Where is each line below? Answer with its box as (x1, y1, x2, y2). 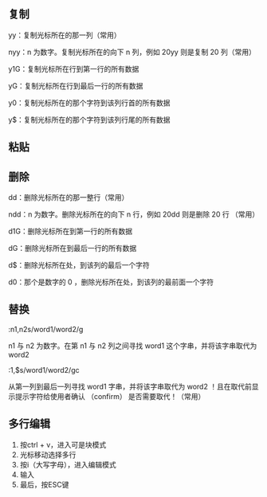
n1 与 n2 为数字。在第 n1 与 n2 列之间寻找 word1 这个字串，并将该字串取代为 (8, 341, 257, 350)
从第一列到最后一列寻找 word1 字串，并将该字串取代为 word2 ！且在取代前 (8, 382, 253, 391)
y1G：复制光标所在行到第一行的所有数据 (8, 64, 139, 73)
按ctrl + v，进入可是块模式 (19, 440, 107, 449)
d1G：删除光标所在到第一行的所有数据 (8, 226, 133, 237)
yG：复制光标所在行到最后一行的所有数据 (8, 80, 143, 90)
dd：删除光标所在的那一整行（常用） (8, 193, 129, 202)
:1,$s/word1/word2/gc (8, 365, 80, 374)
